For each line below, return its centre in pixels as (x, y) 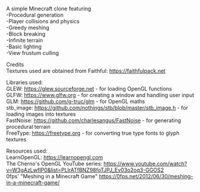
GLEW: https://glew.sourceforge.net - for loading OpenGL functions (89, 89)
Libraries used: (24, 82)
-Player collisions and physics (43, 21)
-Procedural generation (35, 15)
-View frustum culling (33, 53)
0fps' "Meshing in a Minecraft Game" (52, 176)
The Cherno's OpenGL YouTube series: (54, 164)
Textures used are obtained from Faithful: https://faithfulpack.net (86, 71)
